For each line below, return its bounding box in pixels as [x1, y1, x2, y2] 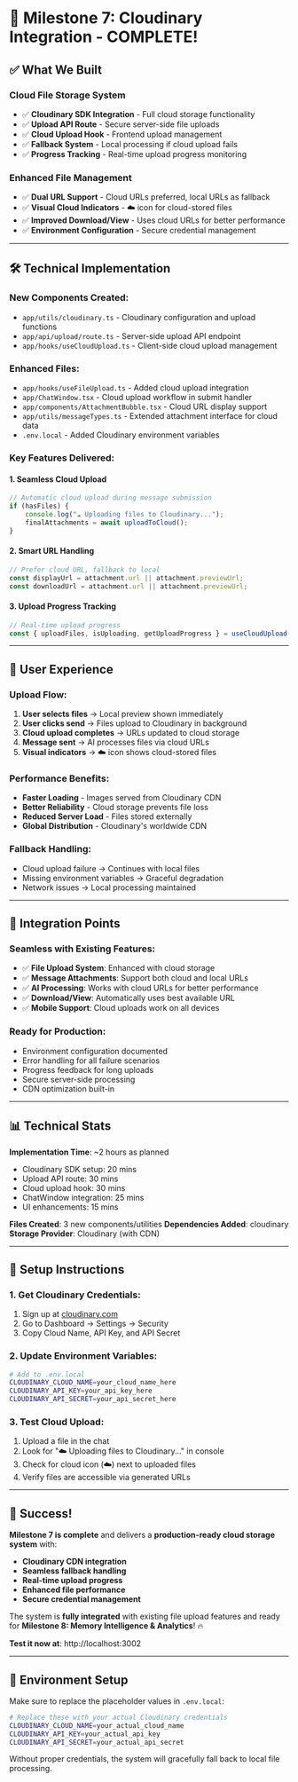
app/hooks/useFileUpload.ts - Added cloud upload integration [21, 382, 250, 393]
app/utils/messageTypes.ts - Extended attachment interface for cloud [21, 411, 278, 422]
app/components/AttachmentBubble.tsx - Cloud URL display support [21, 401, 268, 412]
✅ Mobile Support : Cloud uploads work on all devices [21, 1003, 220, 1013]
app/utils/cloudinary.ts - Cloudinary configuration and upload [21, 311, 256, 322]
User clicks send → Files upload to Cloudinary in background [21, 718, 247, 729]
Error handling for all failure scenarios [21, 1055, 161, 1066]
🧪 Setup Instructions [9, 1262, 125, 1277]
